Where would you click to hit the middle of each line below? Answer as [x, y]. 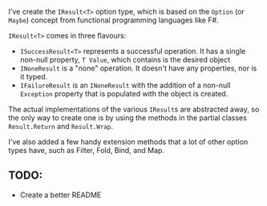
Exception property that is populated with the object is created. [124, 94]
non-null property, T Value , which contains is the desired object [125, 60]
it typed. [34, 77]
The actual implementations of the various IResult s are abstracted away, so [134, 109]
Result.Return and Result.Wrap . [61, 126]
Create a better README [61, 195]
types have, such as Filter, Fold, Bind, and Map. [86, 150]
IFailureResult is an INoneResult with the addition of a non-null [125, 85]
